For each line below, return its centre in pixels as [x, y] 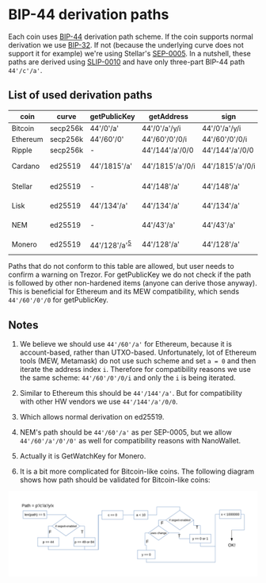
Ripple [22, 150]
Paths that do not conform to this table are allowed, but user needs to [122, 267]
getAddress [169, 117]
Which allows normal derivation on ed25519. [92, 417]
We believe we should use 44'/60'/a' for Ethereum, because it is [125, 344]
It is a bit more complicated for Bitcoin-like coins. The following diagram [137, 472]
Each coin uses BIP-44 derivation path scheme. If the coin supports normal [131, 36]
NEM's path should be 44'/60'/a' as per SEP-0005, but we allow [125, 432]
